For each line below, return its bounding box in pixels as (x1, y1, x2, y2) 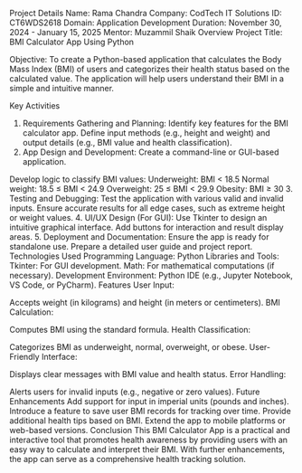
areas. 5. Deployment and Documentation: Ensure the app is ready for (9, 232, 269, 242)
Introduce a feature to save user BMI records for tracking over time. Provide (9, 406, 291, 416)
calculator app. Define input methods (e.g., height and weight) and (22, 128, 271, 138)
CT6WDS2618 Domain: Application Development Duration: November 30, (9, 17, 282, 28)
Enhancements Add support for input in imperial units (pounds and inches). (9, 396, 289, 406)
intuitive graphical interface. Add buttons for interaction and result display (9, 222, 284, 232)
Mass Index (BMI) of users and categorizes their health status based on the (9, 63, 290, 74)
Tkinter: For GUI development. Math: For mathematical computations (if (9, 260, 275, 270)
